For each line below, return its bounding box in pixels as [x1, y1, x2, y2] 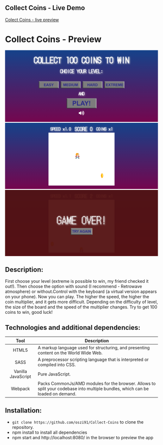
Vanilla [14, 369, 28, 375]
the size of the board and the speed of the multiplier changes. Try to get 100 [5, 304, 158, 310]
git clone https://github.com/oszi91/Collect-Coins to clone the [12, 419, 144, 425]
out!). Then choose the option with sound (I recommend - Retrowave [5, 284, 142, 290]
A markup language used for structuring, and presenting [37, 344, 150, 350]
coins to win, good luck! [5, 309, 53, 315]
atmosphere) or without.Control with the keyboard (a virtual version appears [5, 289, 157, 294]
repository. [12, 425, 34, 430]
